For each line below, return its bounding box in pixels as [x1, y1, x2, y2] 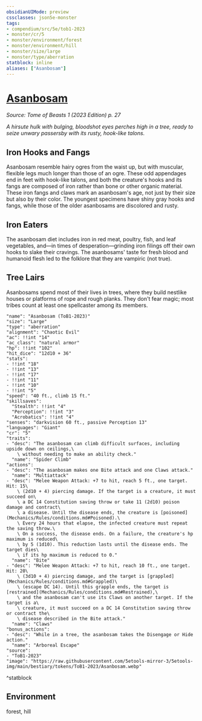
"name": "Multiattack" [11, 472, 69, 478]
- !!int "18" [6, 361, 39, 367]
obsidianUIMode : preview [6, 8, 69, 15]
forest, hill [6, 708, 31, 715]
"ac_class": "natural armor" [6, 340, 80, 346]
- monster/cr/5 [6, 32, 45, 38]
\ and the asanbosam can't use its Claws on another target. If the [17, 594, 194, 600]
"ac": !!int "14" [6, 334, 50, 340]
